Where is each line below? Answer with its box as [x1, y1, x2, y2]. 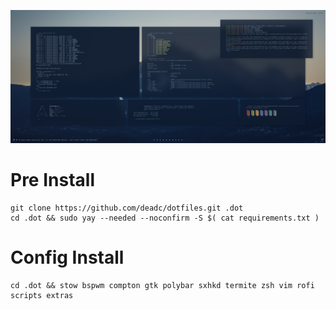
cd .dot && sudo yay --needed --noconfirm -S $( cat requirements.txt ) [10, 213, 320, 223]
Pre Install [10, 168, 95, 191]
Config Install [10, 246, 125, 269]
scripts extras [10, 290, 74, 300]
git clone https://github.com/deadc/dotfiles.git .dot [10, 203, 244, 213]
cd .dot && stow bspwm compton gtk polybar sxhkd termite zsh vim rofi [10, 280, 315, 290]
